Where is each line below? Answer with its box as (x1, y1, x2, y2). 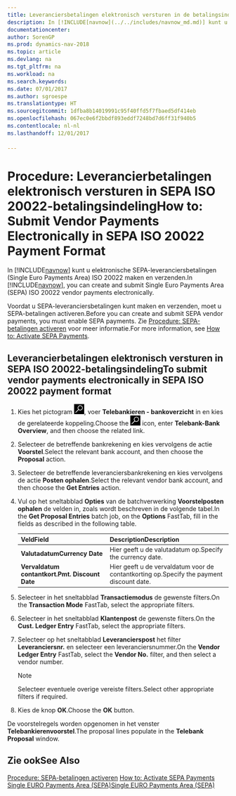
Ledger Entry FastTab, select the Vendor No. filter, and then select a (17, 650, 216, 658)
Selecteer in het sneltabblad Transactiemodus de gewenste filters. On (17, 593, 220, 602)
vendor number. (17, 657, 64, 666)
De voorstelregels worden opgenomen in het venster (7, 719, 160, 728)
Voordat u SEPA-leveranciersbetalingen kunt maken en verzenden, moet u (7, 302, 222, 310)
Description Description (110, 535, 180, 543)
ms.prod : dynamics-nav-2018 (7, 41, 90, 48)
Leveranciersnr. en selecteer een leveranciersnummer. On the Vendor (17, 642, 221, 651)
